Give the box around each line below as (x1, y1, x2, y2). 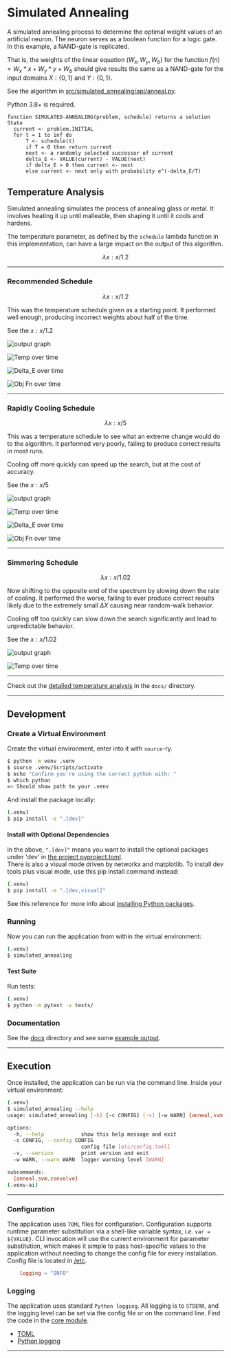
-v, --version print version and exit (13, 1150, 149, 1157)
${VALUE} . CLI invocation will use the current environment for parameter (7, 1234, 210, 1242)
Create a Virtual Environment (7, 729, 107, 738)
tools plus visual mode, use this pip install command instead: (7, 867, 179, 876)
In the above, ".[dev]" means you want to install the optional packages (7, 845, 208, 854)
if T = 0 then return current (25, 143, 112, 151)
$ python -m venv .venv (7, 757, 76, 764)
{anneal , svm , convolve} (13, 1175, 78, 1182)
